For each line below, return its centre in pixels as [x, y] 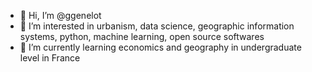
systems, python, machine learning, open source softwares [142, 36]
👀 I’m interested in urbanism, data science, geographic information [157, 26]
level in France [50, 58]
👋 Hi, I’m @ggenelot [60, 15]
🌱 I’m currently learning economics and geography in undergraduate [160, 47]
